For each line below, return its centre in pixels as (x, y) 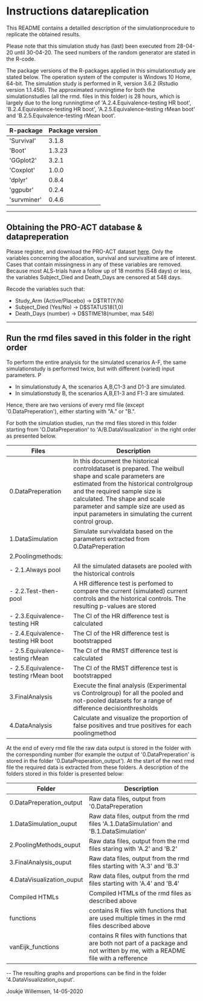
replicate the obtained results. (43, 34)
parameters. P (24, 375)
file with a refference (118, 958)
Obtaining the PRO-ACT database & (74, 228)
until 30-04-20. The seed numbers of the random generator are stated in (105, 52)
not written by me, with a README (137, 950)
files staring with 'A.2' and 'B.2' (133, 849)
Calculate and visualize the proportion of (131, 718)
